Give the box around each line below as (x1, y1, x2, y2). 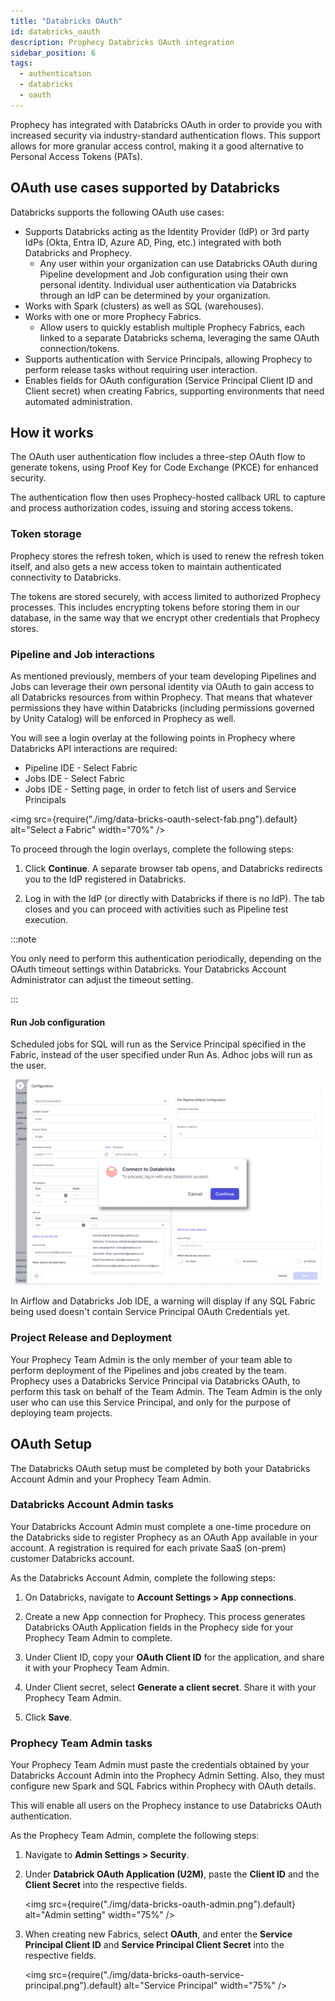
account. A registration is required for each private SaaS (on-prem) (10, 1541, 287, 1554)
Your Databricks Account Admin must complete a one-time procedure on (10, 1520, 312, 1532)
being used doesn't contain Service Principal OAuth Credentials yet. (10, 1306, 291, 1318)
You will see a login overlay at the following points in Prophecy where (10, 731, 296, 744)
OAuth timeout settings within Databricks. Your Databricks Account (10, 963, 287, 975)
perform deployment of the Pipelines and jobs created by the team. (10, 1364, 287, 1376)
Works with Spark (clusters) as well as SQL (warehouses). (24, 300, 265, 312)
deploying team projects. (10, 1406, 113, 1419)
